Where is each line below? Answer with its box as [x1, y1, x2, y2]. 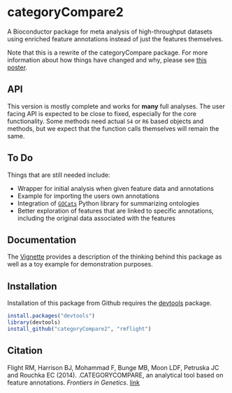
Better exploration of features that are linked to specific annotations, [17, 206, 215, 215]
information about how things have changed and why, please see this [7, 55, 208, 64]
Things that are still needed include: [7, 171, 110, 179]
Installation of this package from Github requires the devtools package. [7, 299, 212, 308]
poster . [7, 63, 28, 71]
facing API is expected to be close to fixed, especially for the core [7, 109, 197, 117]
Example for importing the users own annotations [17, 192, 159, 200]
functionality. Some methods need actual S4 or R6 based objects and [7, 117, 204, 125]
